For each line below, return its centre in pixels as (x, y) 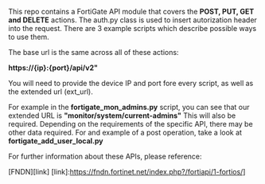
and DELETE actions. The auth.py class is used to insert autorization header (132, 20)
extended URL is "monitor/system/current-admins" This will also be (122, 115)
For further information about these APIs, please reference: (105, 156)
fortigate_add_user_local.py (56, 141)
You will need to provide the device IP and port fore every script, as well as (131, 83)
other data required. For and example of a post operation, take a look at (125, 132)
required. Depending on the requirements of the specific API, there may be (131, 124)
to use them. (29, 37)
